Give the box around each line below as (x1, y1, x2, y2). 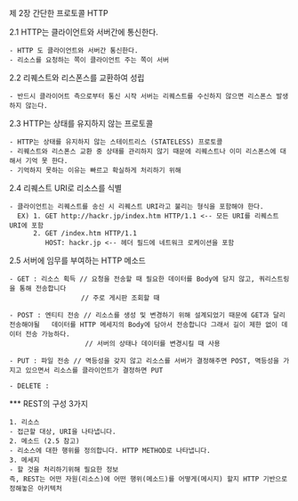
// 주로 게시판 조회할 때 (80, 293, 160, 302)
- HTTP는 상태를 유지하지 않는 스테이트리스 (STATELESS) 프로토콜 (9, 137, 223, 146)
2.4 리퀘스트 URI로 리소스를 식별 (9, 183, 123, 193)
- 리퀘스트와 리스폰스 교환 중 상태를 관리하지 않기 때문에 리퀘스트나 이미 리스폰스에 (9, 147, 277, 156)
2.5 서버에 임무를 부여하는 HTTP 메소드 (9, 255, 147, 266)
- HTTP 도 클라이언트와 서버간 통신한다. (9, 46, 139, 55)
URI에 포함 (9, 221, 44, 230)
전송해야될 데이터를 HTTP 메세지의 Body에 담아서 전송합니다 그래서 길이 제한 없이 (9, 320, 278, 329)
